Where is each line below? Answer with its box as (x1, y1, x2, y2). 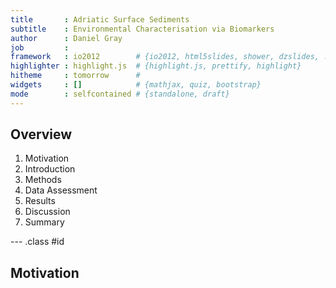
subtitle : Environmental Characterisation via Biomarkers (10, 24, 275, 34)
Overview (10, 126, 73, 143)
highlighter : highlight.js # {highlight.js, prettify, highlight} (10, 61, 302, 71)
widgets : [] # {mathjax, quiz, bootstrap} (10, 80, 262, 90)
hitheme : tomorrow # (10, 71, 141, 81)
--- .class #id (10, 236, 65, 248)
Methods (24, 174, 62, 186)
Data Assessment (24, 184, 98, 196)
